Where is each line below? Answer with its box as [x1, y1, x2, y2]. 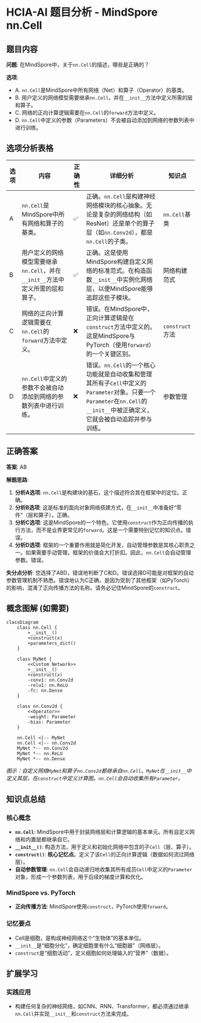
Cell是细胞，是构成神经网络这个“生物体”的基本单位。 [14, 934, 145, 941]
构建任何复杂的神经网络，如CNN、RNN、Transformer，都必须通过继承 [14, 1003, 190, 1010]
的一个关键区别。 [86, 349, 135, 358]
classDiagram [6, 619, 39, 626]
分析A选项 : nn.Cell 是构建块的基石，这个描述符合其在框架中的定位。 [14, 488, 182, 496]
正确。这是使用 [86, 248, 129, 257]
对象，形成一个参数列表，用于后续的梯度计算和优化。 [14, 874, 147, 881]
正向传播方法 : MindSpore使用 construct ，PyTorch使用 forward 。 [14, 903, 172, 910]
